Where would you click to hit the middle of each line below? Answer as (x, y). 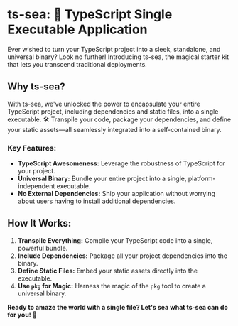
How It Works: (39, 223)
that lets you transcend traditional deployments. (77, 64)
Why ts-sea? (36, 87)
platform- (202, 179)
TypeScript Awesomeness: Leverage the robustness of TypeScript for (121, 163)
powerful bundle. (43, 248)
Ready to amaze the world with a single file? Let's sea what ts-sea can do (118, 307)
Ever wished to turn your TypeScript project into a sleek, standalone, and (114, 49)
